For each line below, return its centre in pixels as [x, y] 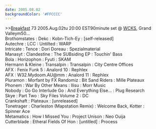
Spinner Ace [18, 111]
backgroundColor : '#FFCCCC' [34, 14]
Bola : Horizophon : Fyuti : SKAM [38, 59]
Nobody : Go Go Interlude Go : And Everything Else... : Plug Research [75, 90]
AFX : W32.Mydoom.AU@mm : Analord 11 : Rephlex [57, 75]
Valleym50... [18, 33]
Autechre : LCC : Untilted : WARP [38, 43]
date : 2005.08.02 [23, 10]
